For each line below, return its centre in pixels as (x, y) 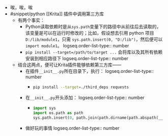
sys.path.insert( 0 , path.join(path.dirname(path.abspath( (96, 118)
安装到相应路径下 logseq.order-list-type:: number (77, 58)
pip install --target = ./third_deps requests (81, 87)
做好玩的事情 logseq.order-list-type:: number (72, 128)
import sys (44, 108)
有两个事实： (31, 20)
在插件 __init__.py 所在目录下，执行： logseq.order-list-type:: (90, 71)
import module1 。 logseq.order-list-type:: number (77, 46)
